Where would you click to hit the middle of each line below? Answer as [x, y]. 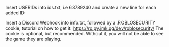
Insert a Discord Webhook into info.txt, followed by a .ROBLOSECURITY [80, 23]
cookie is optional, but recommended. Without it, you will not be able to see [84, 33]
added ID [15, 13]
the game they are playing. [33, 39]
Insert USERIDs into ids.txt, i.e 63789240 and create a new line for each [81, 7]
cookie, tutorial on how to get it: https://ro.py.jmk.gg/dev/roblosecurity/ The [84, 28]
